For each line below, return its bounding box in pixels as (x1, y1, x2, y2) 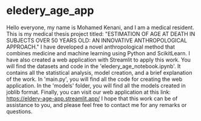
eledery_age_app (6, 4, 94, 18)
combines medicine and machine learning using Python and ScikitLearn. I (6, 49, 190, 57)
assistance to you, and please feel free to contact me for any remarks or (6, 101, 187, 108)
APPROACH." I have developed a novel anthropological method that (6, 43, 175, 50)
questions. (6, 108, 33, 115)
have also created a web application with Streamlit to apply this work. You (6, 56, 191, 63)
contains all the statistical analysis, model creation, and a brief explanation (6, 69, 192, 76)
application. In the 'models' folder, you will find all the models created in (6, 81, 186, 89)
